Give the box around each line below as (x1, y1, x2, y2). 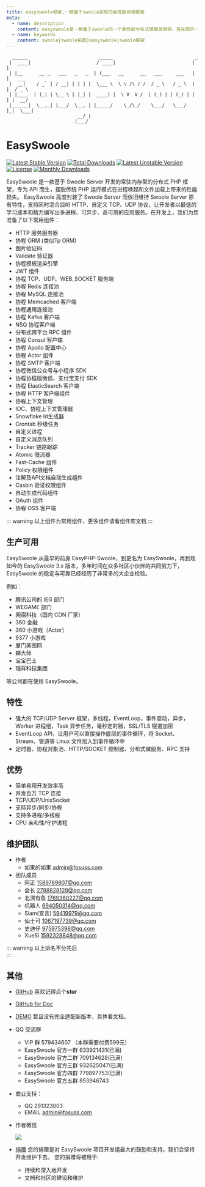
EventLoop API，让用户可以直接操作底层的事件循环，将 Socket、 (15, 730, 178, 737)
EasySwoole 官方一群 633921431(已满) (24, 1046, 122, 1054)
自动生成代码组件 (15, 489, 59, 496)
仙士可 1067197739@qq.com (24, 917, 96, 925)
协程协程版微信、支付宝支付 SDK (15, 374, 98, 382)
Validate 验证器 (15, 252, 54, 259)
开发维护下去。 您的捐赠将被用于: (15, 1153, 99, 1161)
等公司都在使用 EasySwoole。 (6, 677, 81, 685)
